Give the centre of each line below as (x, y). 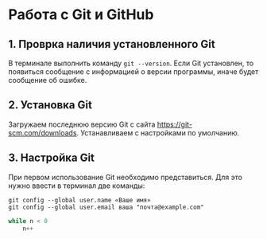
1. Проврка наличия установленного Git (112, 44)
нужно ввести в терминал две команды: (77, 186)
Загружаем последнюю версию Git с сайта (82, 124)
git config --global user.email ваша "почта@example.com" (106, 207)
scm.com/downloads (43, 132)
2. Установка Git (50, 105)
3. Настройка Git (52, 158)
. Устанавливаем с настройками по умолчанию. (158, 132)
